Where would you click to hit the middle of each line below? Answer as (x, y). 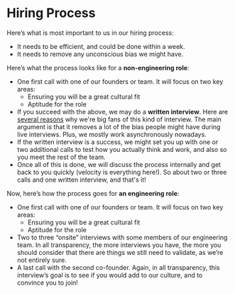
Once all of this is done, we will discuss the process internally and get (119, 164)
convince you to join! (48, 283)
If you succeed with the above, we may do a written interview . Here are (122, 111)
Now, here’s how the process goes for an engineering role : (93, 193)
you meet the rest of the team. (61, 157)
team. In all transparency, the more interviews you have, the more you (119, 245)
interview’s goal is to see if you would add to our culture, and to (110, 275)
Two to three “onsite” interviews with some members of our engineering (122, 237)
